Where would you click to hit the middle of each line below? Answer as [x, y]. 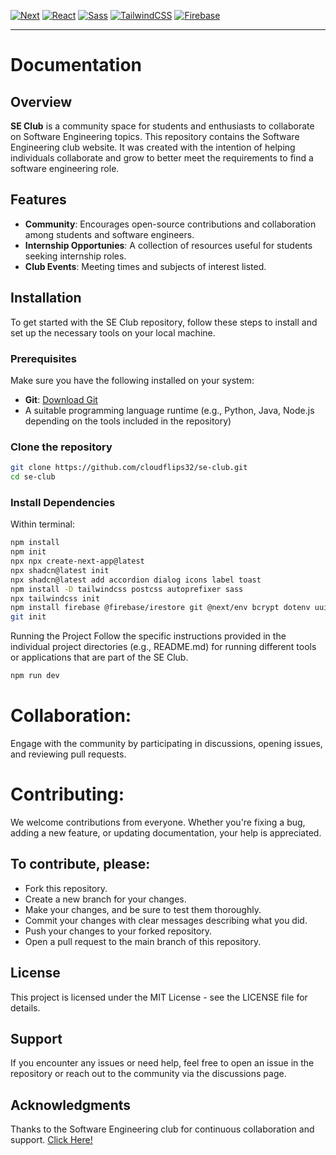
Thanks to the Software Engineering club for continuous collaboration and [162, 1129]
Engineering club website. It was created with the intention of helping [153, 147]
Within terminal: [42, 524]
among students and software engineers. [109, 234]
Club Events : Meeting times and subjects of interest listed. [145, 266]
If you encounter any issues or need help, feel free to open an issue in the [162, 1063]
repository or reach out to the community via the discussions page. [148, 1074]
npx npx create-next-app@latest [77, 561]
